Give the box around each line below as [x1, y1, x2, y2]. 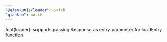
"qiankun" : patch [5, 12, 43, 17]
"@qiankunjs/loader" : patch [5, 7, 66, 13]
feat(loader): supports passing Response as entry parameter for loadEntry [5, 26, 162, 32]
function [5, 32, 23, 38]
